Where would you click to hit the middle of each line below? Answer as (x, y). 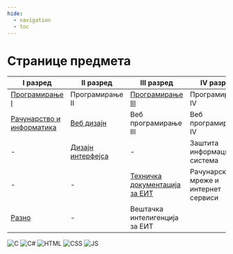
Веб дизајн (88, 124)
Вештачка (147, 209)
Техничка (146, 176)
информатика (34, 128)
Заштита (204, 143)
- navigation (32, 20)
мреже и (205, 180)
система (204, 160)
